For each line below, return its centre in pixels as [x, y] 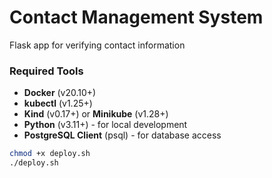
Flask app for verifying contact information [97, 45]
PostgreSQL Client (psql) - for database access [122, 135]
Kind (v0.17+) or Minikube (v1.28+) [96, 114]
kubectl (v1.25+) [58, 103]
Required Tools [46, 71]
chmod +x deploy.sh [50, 154]
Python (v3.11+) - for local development [105, 125]
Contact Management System [136, 17]
